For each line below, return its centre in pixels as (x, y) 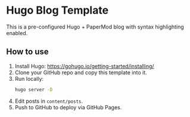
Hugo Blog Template (57, 10)
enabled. (17, 33)
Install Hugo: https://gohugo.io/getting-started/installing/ (84, 66)
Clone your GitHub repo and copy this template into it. (81, 72)
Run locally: (29, 78)
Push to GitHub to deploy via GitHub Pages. (68, 107)
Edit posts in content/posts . (49, 101)
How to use (27, 52)
